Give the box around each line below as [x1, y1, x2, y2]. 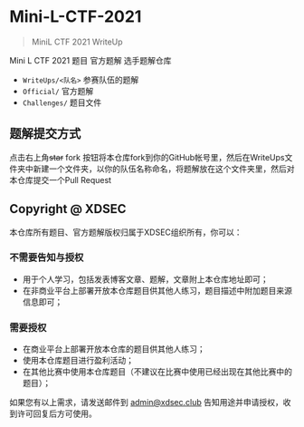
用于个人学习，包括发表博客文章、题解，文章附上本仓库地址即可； [22, 274, 269, 285]
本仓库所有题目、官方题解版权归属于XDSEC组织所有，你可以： [9, 227, 242, 238]
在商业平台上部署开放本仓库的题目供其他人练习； [22, 344, 205, 354]
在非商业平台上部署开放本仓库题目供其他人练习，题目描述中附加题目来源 [22, 285, 292, 296]
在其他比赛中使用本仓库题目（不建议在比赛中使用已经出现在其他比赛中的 [22, 366, 292, 377]
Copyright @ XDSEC [9, 201, 127, 217]
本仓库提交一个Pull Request [9, 174, 111, 185]
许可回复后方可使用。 [16, 408, 97, 419]
